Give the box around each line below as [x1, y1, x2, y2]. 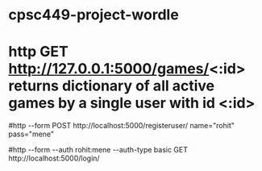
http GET [8, 43, 69, 61]
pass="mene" [8, 129, 55, 139]
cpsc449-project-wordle [8, 6, 179, 24]
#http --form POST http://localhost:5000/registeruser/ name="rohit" [8, 121, 235, 131]
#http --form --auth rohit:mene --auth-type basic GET [8, 145, 188, 155]
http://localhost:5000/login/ [8, 153, 100, 163]
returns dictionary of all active [8, 77, 215, 95]
